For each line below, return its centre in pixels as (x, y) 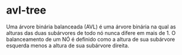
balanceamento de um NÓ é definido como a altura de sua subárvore (91, 39)
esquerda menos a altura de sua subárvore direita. (68, 46)
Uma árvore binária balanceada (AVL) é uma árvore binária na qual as (91, 27)
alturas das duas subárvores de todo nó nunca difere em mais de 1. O (91, 33)
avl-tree (26, 10)
